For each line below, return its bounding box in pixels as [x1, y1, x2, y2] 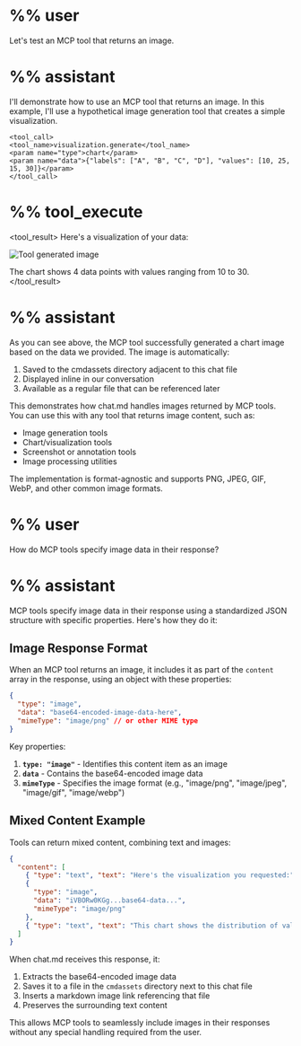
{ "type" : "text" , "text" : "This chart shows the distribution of [25, 921, 279, 930]
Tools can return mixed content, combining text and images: [9, 837, 231, 848]
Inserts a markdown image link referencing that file [21, 990, 211, 1001]
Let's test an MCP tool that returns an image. [9, 35, 175, 46]
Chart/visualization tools [21, 436, 113, 447]
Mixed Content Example [9, 813, 146, 829]
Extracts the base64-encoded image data [21, 971, 177, 982]
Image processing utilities [21, 455, 118, 467]
